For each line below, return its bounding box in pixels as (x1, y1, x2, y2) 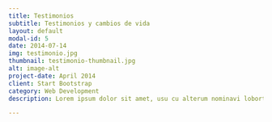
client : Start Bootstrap (8, 79, 92, 87)
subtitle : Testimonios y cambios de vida (8, 19, 151, 27)
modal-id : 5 (8, 34, 49, 43)
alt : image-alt (8, 65, 60, 73)
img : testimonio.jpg (8, 49, 79, 57)
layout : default (8, 27, 63, 35)
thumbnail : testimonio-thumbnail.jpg (8, 57, 136, 65)
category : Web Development (8, 86, 100, 95)
